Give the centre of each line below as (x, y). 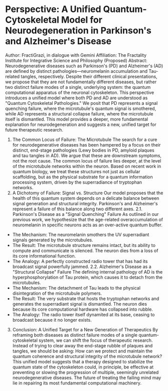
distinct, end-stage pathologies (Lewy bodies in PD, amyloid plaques (83, 150)
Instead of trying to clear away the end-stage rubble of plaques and (82, 345)
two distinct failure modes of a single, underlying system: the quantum (78, 87)
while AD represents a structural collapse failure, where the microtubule (79, 113)
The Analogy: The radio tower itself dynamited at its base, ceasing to (83, 314)
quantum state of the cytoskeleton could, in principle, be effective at (83, 367)
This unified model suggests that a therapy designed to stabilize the (82, 361)
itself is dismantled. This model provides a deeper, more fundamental (77, 119)
